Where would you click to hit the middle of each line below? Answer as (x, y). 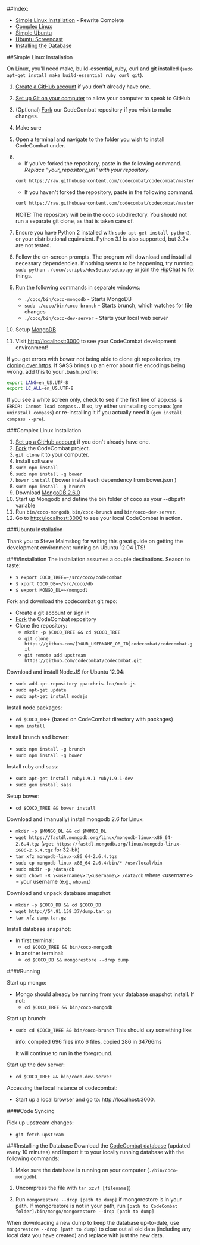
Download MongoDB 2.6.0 (48, 493)
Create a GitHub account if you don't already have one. (83, 87)
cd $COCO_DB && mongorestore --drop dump (76, 960)
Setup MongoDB (35, 329)
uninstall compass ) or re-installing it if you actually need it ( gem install (95, 412)
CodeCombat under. (40, 145)
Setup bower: (23, 796)
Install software (34, 461)
